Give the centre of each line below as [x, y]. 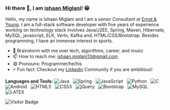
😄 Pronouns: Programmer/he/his [47, 64]
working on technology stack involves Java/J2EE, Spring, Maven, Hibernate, [85, 30]
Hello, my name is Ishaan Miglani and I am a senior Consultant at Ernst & [81, 19]
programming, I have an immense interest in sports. [59, 41]
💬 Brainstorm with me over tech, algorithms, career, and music [78, 51]
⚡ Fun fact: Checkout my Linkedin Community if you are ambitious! [82, 70]
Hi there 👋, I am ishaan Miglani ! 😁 [48, 8]
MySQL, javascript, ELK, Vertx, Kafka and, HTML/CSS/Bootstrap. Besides [82, 36]
